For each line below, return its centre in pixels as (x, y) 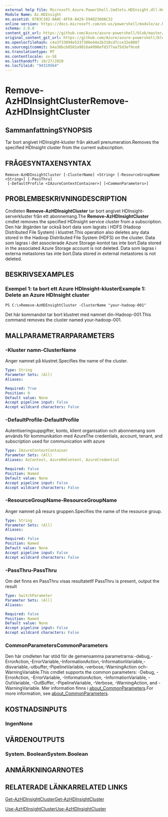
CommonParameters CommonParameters (57, 645)
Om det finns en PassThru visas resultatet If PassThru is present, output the (82, 581)
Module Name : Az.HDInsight (33, 15)
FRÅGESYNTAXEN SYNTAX (48, 163)
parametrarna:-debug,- (129, 656)
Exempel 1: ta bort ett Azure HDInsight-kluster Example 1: (75, 289)
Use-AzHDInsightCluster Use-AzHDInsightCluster (56, 809)
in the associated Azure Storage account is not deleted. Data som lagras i (81, 248)
